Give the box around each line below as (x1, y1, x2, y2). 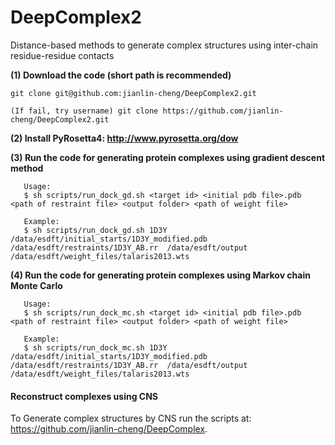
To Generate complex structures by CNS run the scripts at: (10, 412, 252, 425)
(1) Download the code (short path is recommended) (10, 69, 232, 81)
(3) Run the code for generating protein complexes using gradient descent (10, 151, 326, 163)
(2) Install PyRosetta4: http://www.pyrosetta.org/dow (10, 132, 239, 144)
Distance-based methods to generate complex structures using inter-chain (10, 39, 319, 51)
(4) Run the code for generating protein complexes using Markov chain (10, 269, 311, 281)
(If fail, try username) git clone (10, 106, 159, 116)
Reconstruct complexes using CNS (10, 390, 159, 402)
